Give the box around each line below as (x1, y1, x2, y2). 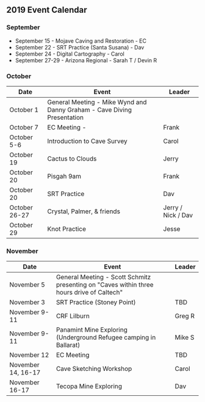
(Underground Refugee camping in (56, 333, 156, 342)
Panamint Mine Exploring (56, 326, 128, 334)
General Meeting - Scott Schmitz (56, 273, 151, 282)
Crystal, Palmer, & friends (47, 207, 121, 216)
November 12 (9, 351, 49, 359)
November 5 (9, 280, 46, 289)
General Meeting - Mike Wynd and (47, 98, 147, 106)
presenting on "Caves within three (56, 280, 154, 289)
